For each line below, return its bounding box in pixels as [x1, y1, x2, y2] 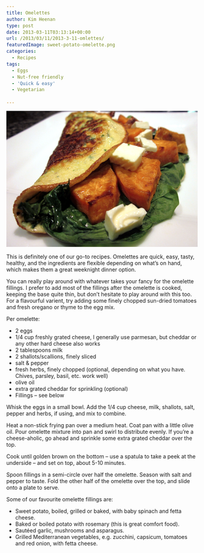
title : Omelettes [6, 10, 50, 16]
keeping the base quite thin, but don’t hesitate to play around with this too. [6, 290, 192, 298]
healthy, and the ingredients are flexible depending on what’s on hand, [6, 259, 182, 267]
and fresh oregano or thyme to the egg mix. [6, 303, 115, 311]
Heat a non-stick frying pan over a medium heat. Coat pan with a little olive [6, 421, 194, 428]
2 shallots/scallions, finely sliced [15, 352, 97, 360]
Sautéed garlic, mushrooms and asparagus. [15, 526, 124, 534]
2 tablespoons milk [15, 346, 63, 354]
